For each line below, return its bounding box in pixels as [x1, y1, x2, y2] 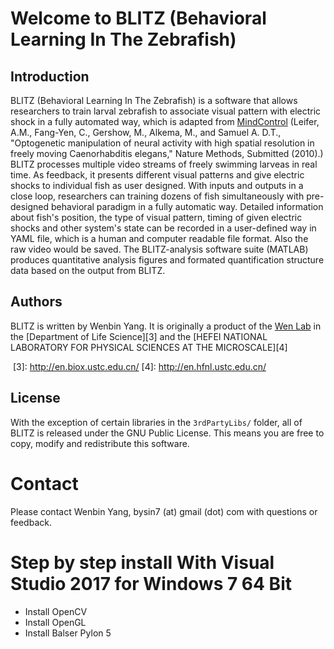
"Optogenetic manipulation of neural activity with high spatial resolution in [10, 137, 315, 149]
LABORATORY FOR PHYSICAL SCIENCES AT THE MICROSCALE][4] [10, 341, 288, 353]
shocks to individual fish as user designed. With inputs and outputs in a [10, 180, 304, 191]
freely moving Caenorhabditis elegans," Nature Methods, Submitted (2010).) [10, 148, 324, 159]
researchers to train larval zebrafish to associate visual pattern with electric [10, 105, 322, 117]
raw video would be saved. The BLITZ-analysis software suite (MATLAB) [10, 243, 309, 255]
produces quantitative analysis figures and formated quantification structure [10, 254, 325, 266]
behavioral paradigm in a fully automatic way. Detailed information [51, 201, 324, 212]
